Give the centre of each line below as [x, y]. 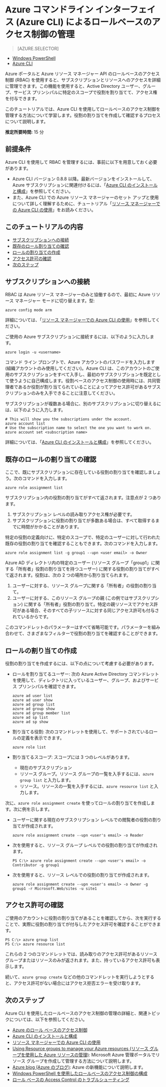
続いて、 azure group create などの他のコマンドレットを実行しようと [76, 977]
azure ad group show [33, 709]
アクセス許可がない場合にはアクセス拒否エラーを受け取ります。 [78, 983]
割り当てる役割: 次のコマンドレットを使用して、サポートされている [81, 732]
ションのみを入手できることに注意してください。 [68, 393]
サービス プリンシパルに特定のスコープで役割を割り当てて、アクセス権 [85, 92]
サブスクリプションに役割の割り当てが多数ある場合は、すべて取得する [84, 520]
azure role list [29, 747]
